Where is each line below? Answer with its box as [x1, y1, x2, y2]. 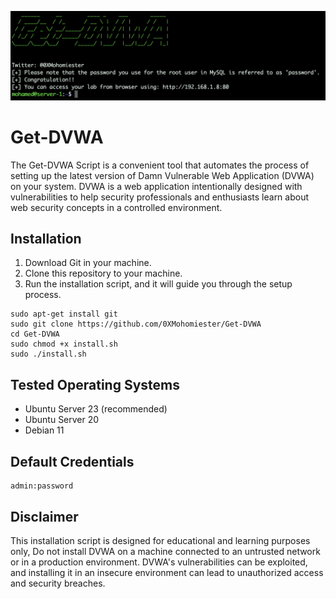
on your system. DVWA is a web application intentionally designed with [10, 180, 303, 192]
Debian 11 [24, 424, 65, 436]
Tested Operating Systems [10, 376, 181, 393]
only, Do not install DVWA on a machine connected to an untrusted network [10, 545, 321, 557]
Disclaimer [10, 508, 79, 525]
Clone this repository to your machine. [24, 267, 183, 280]
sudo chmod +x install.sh [10, 339, 118, 350]
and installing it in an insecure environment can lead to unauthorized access [10, 566, 324, 578]
